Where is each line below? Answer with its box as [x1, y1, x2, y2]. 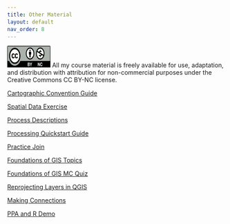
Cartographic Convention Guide [7, 89, 98, 97]
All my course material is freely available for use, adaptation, [51, 61, 224, 69]
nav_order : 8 [7, 26, 45, 32]
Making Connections [7, 196, 66, 205]
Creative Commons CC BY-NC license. [7, 76, 117, 84]
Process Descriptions [7, 116, 68, 124]
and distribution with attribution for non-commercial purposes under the [7, 68, 212, 77]
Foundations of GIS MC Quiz [7, 169, 88, 178]
